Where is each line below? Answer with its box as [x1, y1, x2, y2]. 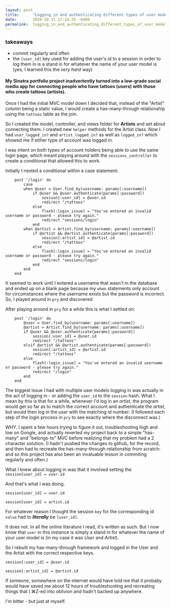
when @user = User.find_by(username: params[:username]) [23, 186, 147, 191]
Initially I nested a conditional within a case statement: [5, 168, 119, 174]
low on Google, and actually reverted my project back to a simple [5, 429, 141, 435]
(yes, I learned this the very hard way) [12, 66, 93, 72]
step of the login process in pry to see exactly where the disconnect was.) [5, 414, 161, 420]
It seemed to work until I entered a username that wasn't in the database [5, 280, 158, 286]
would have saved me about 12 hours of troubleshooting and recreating [5, 583, 155, 589]
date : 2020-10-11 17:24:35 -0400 [5, 17, 90, 22]
